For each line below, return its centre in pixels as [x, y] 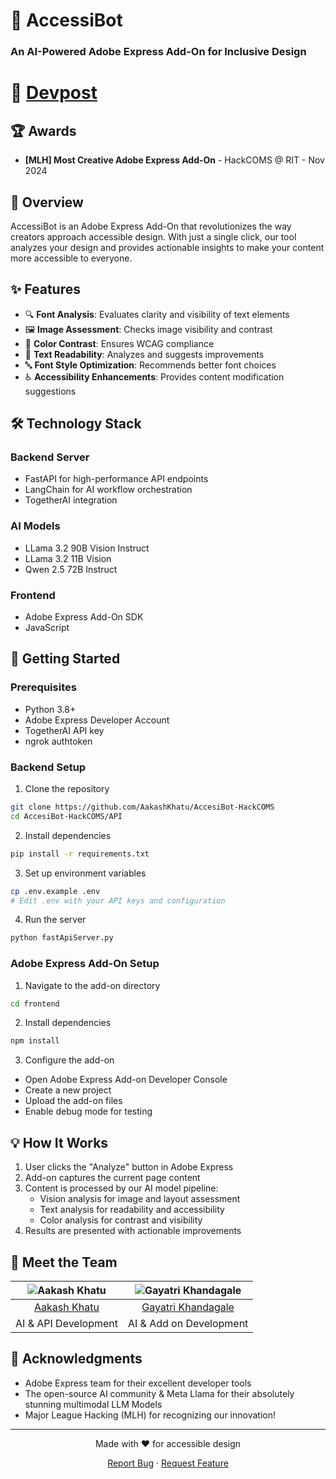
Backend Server [50, 457]
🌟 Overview [47, 202]
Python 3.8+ [50, 709]
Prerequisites [43, 687]
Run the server [55, 920]
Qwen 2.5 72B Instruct [71, 569]
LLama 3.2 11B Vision [68, 558]
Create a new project [68, 1090]
